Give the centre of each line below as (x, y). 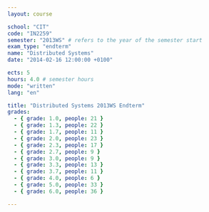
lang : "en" (24, 92)
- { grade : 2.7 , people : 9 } (57, 152)
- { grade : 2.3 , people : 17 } (58, 145)
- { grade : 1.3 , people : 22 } (58, 125)
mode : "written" (31, 86)
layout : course (30, 14)
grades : (19, 112)
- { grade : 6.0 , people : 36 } (58, 191)
